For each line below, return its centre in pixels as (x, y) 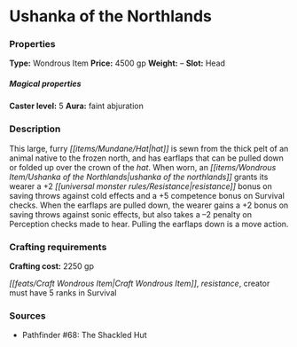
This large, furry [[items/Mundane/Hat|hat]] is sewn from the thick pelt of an (149, 148)
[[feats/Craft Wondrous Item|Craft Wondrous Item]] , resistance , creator (140, 284)
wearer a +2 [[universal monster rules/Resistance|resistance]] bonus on (141, 186)
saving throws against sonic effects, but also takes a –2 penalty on (131, 214)
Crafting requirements (58, 247)
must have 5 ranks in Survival (63, 293)
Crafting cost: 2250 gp (52, 266)
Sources (27, 315)
